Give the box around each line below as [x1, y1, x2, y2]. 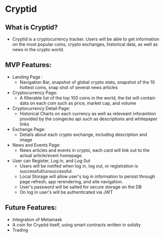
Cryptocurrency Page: [12, 90, 58, 96]
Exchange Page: [12, 126, 46, 132]
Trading [12, 227, 28, 233]
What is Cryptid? [5, 23, 58, 32]
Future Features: [5, 204, 57, 212]
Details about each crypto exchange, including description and [19, 132, 147, 137]
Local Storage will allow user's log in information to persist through [19, 173, 156, 179]
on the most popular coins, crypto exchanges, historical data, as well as [12, 41, 158, 47]
